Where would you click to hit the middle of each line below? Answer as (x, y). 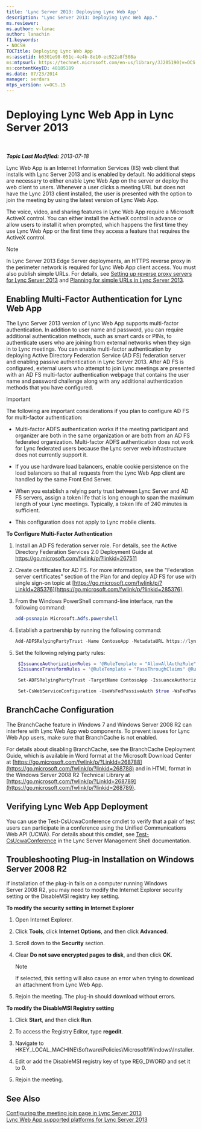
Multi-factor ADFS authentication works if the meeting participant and (102, 429)
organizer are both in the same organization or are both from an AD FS (103, 435)
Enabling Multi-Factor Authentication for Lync (94, 299)
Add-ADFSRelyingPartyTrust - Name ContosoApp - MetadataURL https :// (102, 641)
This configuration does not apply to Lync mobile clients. (85, 522)
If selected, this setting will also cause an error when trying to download (104, 978)
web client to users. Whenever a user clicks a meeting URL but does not (96, 187)
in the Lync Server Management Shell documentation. (124, 841)
